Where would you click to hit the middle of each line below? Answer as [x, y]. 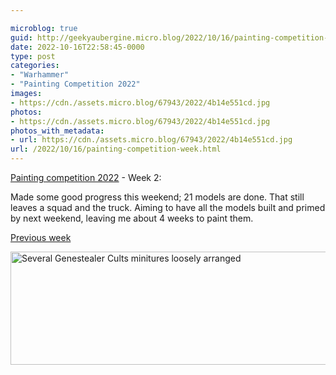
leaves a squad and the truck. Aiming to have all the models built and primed [168, 207]
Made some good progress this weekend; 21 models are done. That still [157, 197]
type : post [33, 56]
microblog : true [44, 28]
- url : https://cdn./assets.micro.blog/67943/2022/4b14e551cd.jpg [151, 140]
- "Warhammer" [40, 75]
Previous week [41, 237]
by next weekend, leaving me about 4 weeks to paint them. [132, 218]
